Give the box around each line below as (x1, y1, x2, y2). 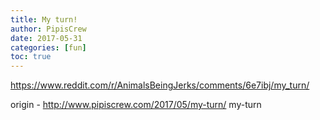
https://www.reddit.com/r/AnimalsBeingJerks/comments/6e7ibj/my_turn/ (10, 79, 310, 91)
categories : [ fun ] (10, 42, 87, 53)
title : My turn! (10, 14, 78, 25)
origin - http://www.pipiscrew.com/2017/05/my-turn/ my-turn (10, 99, 262, 111)
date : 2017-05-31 (10, 33, 83, 43)
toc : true (10, 52, 52, 62)
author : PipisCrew (10, 24, 87, 34)
